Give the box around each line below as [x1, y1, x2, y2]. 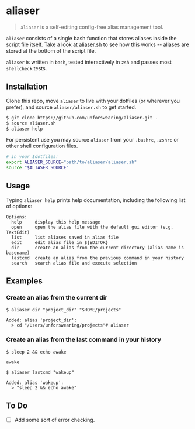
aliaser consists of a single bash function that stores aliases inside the [6, 35, 177, 42]
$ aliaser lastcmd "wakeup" [6, 369, 75, 375]
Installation [6, 82, 48, 92]
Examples [6, 276, 43, 286]
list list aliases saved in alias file [11, 234, 119, 241]
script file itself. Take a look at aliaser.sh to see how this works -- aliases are [6, 41, 190, 48]
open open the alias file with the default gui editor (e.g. [11, 224, 174, 230]
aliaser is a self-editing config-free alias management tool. [20, 23, 163, 30]
